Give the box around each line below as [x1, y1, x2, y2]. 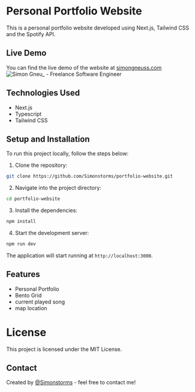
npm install [6, 219, 36, 225]
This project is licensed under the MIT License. [6, 345, 122, 353]
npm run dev [6, 241, 36, 247]
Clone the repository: [14, 161, 68, 169]
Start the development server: [14, 229, 89, 236]
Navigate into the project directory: [14, 184, 102, 191]
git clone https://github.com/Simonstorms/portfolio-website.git [6, 173, 173, 179]
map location [14, 304, 47, 311]
